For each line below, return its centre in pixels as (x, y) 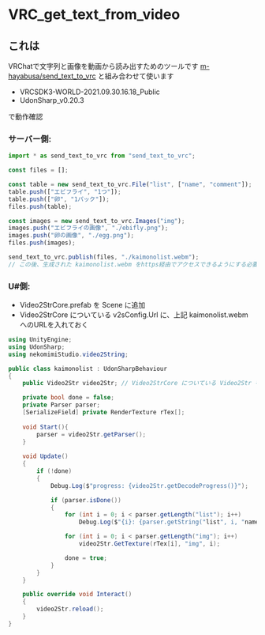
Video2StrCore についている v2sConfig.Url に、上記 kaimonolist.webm (134, 315)
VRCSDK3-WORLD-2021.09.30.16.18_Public (90, 92)
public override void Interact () (77, 595)
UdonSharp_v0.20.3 (52, 100)
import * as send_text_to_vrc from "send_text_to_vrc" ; (102, 156)
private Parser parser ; (62, 405)
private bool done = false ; (68, 398)
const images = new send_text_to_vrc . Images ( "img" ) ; (97, 221)
